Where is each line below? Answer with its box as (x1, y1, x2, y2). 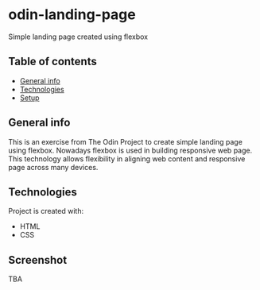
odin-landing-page (8, 6, 137, 24)
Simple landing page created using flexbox (8, 32, 149, 41)
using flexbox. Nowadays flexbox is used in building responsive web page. (8, 145, 253, 155)
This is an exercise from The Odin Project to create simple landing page (8, 137, 243, 146)
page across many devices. (8, 162, 99, 172)
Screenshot (8, 253, 68, 267)
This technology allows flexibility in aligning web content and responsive (8, 153, 246, 164)
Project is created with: (8, 207, 84, 216)
